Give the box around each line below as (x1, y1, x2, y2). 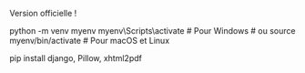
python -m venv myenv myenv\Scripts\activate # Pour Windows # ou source (9, 26, 296, 36)
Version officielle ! (9, 8, 77, 18)
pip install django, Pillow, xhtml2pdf (9, 53, 143, 63)
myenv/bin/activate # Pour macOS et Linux (9, 36, 170, 46)
